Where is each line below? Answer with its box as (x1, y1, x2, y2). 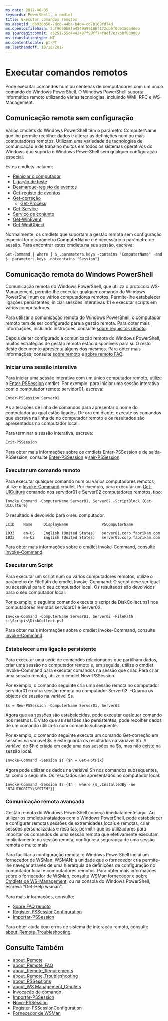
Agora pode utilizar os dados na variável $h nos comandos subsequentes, (5, 767, 159, 773)
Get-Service (12, 206, 38, 212)
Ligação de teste (12, 179, 48, 185)
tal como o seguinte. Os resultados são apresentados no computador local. (5, 772, 160, 779)
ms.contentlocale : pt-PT (5, 40, 57, 45)
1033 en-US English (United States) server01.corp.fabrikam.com (5, 530, 160, 536)
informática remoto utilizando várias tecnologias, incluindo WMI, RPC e (5, 94, 152, 100)
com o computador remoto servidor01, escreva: (5, 386, 104, 392)
